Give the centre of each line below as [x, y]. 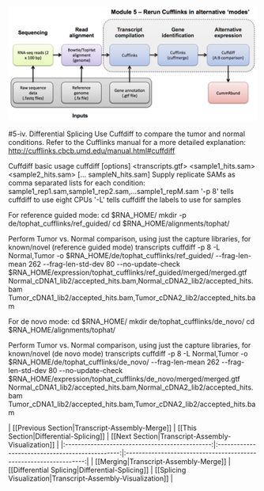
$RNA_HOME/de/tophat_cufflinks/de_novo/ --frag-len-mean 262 [114, 362]
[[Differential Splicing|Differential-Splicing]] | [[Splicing [97, 470]
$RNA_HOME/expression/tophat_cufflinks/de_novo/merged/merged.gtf [124, 379]
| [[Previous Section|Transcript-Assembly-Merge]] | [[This [103, 428]
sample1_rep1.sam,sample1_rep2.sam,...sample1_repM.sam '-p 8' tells [121, 192]
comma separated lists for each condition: [77, 183]
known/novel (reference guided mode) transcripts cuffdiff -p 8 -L [114, 247]
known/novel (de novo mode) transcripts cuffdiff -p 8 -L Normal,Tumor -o [128, 354]
